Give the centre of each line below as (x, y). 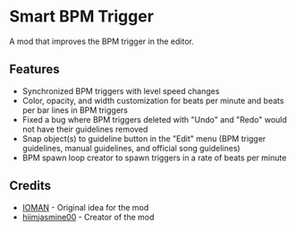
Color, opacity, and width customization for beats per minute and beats (153, 100)
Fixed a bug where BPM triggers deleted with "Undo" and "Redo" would (155, 119)
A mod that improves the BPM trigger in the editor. (101, 41)
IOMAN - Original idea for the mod (85, 207)
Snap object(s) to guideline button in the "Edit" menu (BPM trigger (144, 138)
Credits (30, 186)
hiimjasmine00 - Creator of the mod (88, 217)
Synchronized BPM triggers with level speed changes (121, 90)
